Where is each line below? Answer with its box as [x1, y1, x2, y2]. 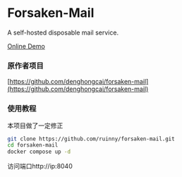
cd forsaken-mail [7, 142, 59, 149]
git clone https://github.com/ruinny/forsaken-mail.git [7, 135, 175, 142]
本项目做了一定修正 [7, 121, 63, 130]
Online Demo [7, 42, 46, 50]
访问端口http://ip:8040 [7, 162, 73, 171]
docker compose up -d [7, 148, 71, 156]
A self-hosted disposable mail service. [7, 28, 119, 37]
